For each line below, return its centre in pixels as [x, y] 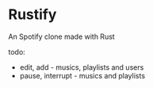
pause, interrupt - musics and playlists [82, 75]
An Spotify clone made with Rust [61, 36]
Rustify [33, 15]
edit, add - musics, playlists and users [82, 67]
